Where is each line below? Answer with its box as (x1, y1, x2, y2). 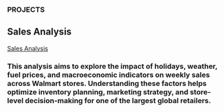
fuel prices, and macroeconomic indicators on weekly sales (7, 70, 210, 80)
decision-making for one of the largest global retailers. (25, 96, 212, 105)
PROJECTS (7, 5, 45, 14)
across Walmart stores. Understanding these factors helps (7, 78, 208, 88)
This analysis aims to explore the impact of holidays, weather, (7, 61, 218, 71)
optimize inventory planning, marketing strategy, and (7, 87, 189, 97)
